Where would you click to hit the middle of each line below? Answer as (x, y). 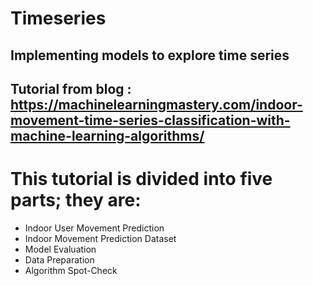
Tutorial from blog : (71, 88)
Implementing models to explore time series (150, 55)
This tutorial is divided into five (141, 179)
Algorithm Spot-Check (71, 270)
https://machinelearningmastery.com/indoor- (156, 104)
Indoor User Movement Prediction (94, 228)
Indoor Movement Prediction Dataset (100, 238)
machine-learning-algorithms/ (107, 135)
